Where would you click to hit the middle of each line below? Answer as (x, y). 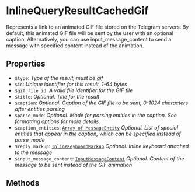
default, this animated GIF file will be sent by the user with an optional (90, 33)
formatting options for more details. (57, 121)
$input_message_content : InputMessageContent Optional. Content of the (99, 158)
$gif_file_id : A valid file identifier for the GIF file (74, 90)
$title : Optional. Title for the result (57, 96)
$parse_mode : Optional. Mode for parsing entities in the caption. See (95, 115)
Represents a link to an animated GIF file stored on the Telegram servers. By (97, 27)
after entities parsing (40, 109)
